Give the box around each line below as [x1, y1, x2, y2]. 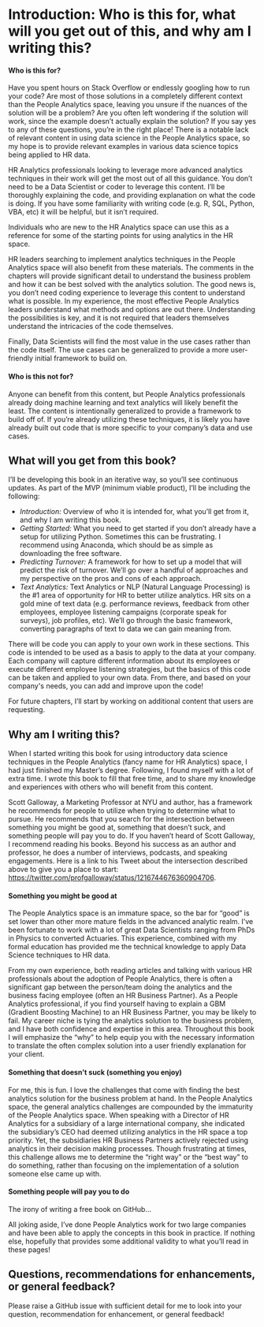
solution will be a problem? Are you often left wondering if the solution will [8, 108, 248, 117]
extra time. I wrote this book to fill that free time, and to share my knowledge [8, 774, 256, 784]
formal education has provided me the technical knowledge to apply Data [8, 942, 247, 952]
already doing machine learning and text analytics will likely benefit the [8, 397, 239, 407]
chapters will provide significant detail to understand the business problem [8, 271, 251, 281]
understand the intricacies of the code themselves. [8, 322, 174, 331]
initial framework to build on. [35, 353, 128, 363]
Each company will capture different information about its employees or [8, 656, 240, 665]
